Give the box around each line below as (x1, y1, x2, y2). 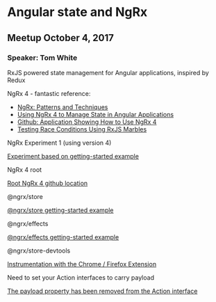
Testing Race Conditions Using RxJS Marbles (17, 125, 147, 133)
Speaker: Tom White (7, 53, 78, 63)
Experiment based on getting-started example (7, 152, 139, 160)
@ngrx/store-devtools (7, 246, 71, 255)
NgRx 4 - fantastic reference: (7, 89, 91, 97)
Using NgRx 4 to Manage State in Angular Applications (17, 110, 174, 118)
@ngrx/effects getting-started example (7, 232, 119, 241)
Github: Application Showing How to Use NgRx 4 (17, 118, 157, 126)
